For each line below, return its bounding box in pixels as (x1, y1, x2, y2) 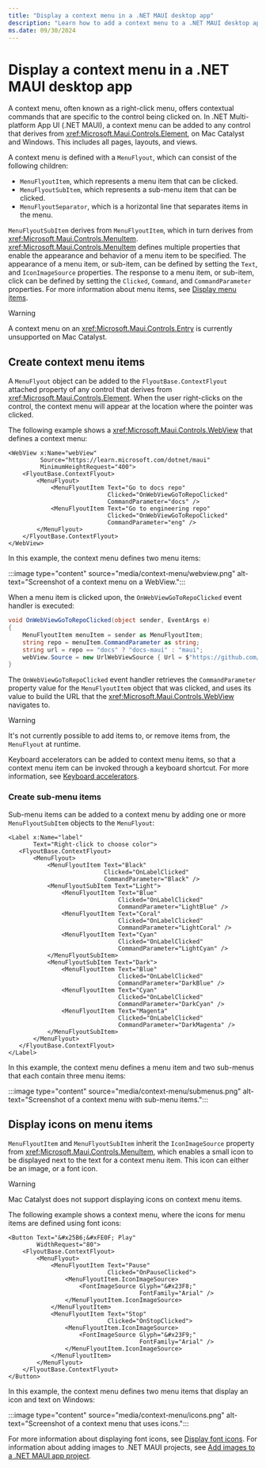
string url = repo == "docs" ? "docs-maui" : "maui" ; (22, 646, 203, 654)
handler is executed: (8, 601, 75, 611)
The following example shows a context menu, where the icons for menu (8, 1210, 245, 1220)
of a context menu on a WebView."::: (66, 577, 186, 587)
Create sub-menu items (8, 791, 101, 802)
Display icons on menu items (8, 1117, 154, 1131)
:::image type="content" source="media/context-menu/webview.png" (8, 569, 236, 578)
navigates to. (8, 700, 51, 710)
